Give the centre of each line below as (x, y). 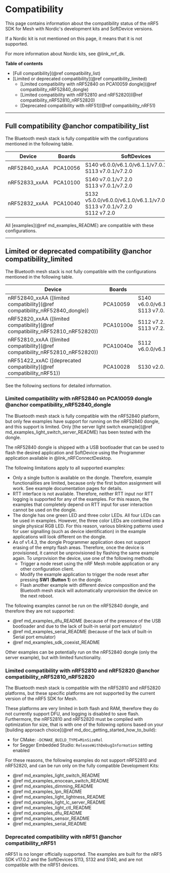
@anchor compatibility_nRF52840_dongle (58, 405)
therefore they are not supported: (40, 611)
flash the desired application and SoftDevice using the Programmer (75, 452)
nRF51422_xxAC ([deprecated (45, 360)
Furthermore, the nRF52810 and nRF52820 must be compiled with (74, 719)
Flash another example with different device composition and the (88, 585)
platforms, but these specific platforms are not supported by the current (80, 693)
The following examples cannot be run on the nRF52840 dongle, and (77, 605)
